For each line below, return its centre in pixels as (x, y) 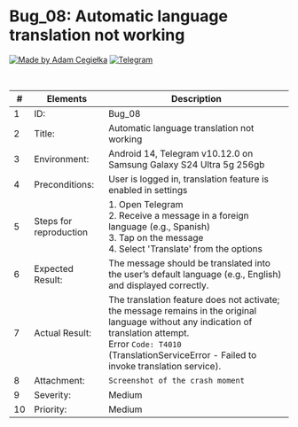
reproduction (61, 232)
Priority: (51, 409)
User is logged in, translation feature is (188, 179)
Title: (44, 133)
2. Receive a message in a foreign (179, 215)
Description (196, 98)
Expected (54, 268)
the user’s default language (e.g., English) (195, 274)
